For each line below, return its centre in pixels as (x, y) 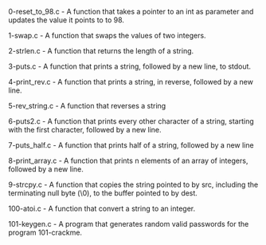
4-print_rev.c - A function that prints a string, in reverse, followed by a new (131, 82)
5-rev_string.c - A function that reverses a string (87, 106)
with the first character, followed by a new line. (85, 130)
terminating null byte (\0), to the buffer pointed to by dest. (103, 193)
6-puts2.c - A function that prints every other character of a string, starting (131, 121)
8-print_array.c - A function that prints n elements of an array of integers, (128, 160)
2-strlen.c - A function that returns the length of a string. (101, 51)
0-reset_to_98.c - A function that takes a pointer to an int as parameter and (131, 12)
